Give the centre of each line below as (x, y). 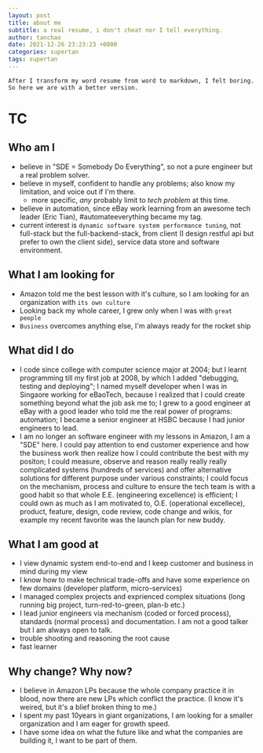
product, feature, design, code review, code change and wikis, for (126, 511)
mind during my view (53, 571)
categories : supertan (44, 52)
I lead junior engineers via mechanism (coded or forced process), (125, 613)
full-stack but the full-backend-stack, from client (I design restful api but (137, 233)
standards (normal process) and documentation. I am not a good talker (134, 622)
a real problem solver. (55, 174)
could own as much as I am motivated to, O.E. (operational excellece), (132, 503)
